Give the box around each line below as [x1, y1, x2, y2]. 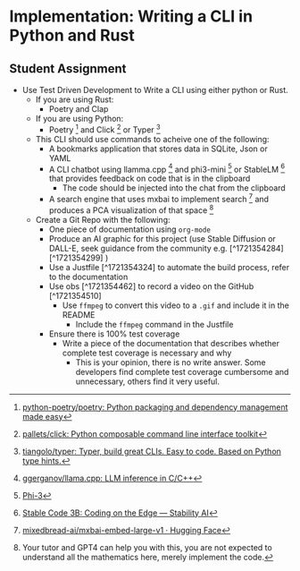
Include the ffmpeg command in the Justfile [75, 319, 234, 329]
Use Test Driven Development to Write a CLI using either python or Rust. [21, 85, 288, 95]
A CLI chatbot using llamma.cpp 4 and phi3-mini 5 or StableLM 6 [48, 162, 286, 175]
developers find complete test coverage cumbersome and [75, 366, 289, 377]
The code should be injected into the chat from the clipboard [62, 183, 286, 193]
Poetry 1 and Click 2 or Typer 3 [48, 123, 161, 135]
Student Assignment [9, 61, 127, 76]
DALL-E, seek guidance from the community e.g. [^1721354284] [48, 243, 284, 253]
